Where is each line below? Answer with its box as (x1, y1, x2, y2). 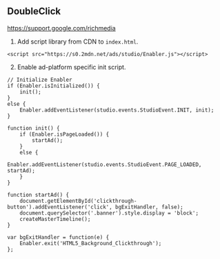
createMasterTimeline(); (19, 215, 91, 222)
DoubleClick (7, 6, 61, 17)
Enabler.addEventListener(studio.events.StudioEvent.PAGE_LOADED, (7, 161, 202, 168)
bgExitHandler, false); (114, 204, 184, 211)
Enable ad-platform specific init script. (17, 62, 126, 71)
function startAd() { (7, 191, 70, 198)
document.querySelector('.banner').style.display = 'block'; (19, 209, 199, 217)
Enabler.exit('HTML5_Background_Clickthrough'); (19, 240, 162, 247)
